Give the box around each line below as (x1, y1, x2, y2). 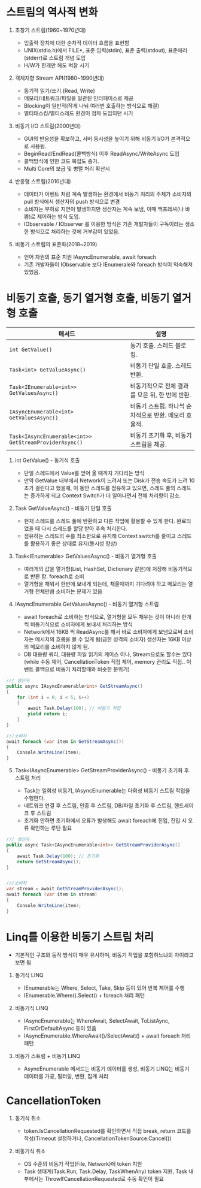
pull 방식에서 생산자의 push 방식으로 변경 (23, 198, 120, 205)
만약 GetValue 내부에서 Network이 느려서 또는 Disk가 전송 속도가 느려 (23, 477, 188, 484)
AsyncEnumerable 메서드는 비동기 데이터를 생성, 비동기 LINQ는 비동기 (23, 1065, 190, 1072)
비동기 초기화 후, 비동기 (130, 431, 192, 439)
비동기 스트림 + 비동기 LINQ (14, 1052, 81, 1059)
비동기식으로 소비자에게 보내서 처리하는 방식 (30, 621, 133, 628)
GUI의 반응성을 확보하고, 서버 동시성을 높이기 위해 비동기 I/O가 (23, 135, 170, 142)
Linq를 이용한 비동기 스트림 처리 (6, 930, 154, 944)
